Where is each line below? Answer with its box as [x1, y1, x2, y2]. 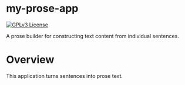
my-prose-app [6, 2, 79, 15]
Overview [6, 53, 55, 66]
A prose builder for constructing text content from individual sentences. [6, 32, 179, 39]
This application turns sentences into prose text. [6, 72, 123, 79]
